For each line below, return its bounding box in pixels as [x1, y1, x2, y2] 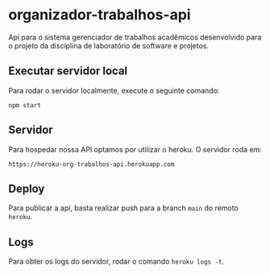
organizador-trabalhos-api [8, 6, 191, 24]
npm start [8, 101, 42, 110]
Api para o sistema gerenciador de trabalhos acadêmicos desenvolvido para [8, 32, 262, 42]
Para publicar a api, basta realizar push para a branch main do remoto [8, 203, 239, 213]
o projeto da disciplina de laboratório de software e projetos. [8, 40, 210, 50]
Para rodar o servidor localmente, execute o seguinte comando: [8, 85, 220, 95]
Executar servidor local [8, 64, 128, 78]
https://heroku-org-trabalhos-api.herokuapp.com [8, 160, 175, 168]
